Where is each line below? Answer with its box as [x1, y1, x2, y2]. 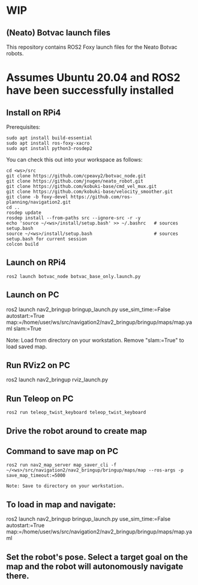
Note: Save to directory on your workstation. [6, 483, 125, 490]
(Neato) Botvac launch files [6, 28, 111, 38]
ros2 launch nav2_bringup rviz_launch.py [6, 376, 109, 383]
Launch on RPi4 [6, 258, 66, 268]
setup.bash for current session [6, 236, 87, 242]
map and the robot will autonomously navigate [6, 561, 184, 571]
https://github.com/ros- [70, 194, 133, 200]
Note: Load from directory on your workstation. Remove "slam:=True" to [6, 336, 184, 344]
